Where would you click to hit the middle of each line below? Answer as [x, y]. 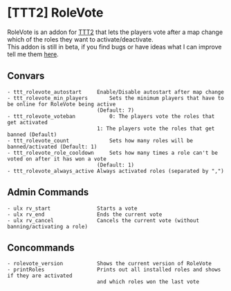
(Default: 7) [115, 110]
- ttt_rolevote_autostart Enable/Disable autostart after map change [116, 92]
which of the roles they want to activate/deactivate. [80, 39]
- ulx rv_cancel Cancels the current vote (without [103, 220]
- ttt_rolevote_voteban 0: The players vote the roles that [111, 116]
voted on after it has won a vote [57, 159]
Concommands [41, 248]
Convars [26, 76]
